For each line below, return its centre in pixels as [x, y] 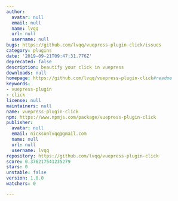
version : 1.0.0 [25, 178]
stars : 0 [17, 167]
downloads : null [26, 73]
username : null [30, 39]
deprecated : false [29, 61]
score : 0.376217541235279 [38, 162]
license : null [24, 100]
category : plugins [29, 51]
